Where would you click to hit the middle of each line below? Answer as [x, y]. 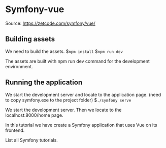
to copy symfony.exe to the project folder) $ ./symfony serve [68, 100]
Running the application [44, 83]
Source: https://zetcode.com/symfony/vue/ [50, 23]
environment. [19, 66]
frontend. [15, 130]
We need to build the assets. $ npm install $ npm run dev [64, 51]
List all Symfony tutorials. [32, 140]
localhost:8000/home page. [34, 115]
